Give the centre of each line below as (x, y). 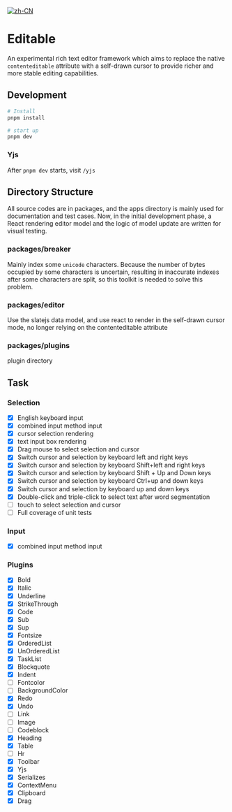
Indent (26, 675)
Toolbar (28, 761)
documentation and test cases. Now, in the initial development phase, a (109, 216)
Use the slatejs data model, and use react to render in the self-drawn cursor (116, 320)
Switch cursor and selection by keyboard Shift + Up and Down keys (114, 473)
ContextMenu (37, 785)
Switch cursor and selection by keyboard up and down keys (103, 488)
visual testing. (27, 231)
